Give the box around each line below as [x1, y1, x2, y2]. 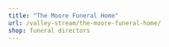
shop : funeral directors [8, 26, 90, 34]
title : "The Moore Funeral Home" [8, 11, 119, 20]
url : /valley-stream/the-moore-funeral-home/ [8, 19, 161, 27]
